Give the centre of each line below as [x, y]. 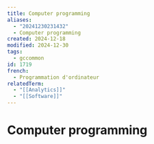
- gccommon [29, 58]
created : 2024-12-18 [37, 39]
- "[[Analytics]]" [40, 90]
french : [18, 71]
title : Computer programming [49, 13]
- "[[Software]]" [38, 97]
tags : [15, 52]
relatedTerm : [26, 84]
